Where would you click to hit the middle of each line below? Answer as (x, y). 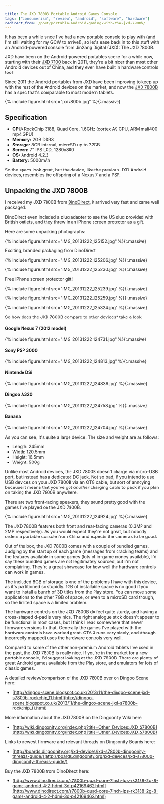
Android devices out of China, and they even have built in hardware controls (82, 67)
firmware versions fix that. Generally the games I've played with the (73, 628)
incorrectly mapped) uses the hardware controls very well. (64, 638)
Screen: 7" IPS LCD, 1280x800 (43, 150)
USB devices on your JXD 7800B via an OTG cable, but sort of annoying (78, 482)
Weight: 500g (26, 462)
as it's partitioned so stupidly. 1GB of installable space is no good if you (77, 587)
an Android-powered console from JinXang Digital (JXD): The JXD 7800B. (80, 48)
